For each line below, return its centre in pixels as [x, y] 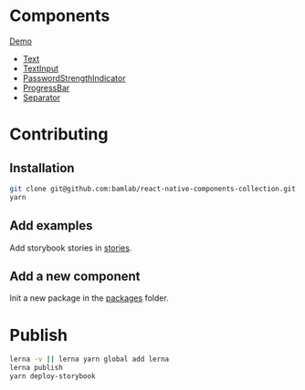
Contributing [59, 134]
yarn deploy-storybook [53, 376]
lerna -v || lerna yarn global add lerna [89, 359]
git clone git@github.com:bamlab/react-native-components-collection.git [153, 189]
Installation [42, 168]
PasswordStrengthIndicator [74, 77]
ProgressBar [46, 87]
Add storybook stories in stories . [71, 248]
